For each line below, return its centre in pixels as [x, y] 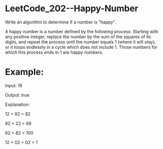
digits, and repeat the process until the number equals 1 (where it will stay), [81, 42]
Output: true [17, 95]
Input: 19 [14, 85]
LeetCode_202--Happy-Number [72, 9]
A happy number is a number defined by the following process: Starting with [82, 31]
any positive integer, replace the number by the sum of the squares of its [78, 37]
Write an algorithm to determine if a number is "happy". [61, 22]
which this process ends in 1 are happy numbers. [54, 52]
